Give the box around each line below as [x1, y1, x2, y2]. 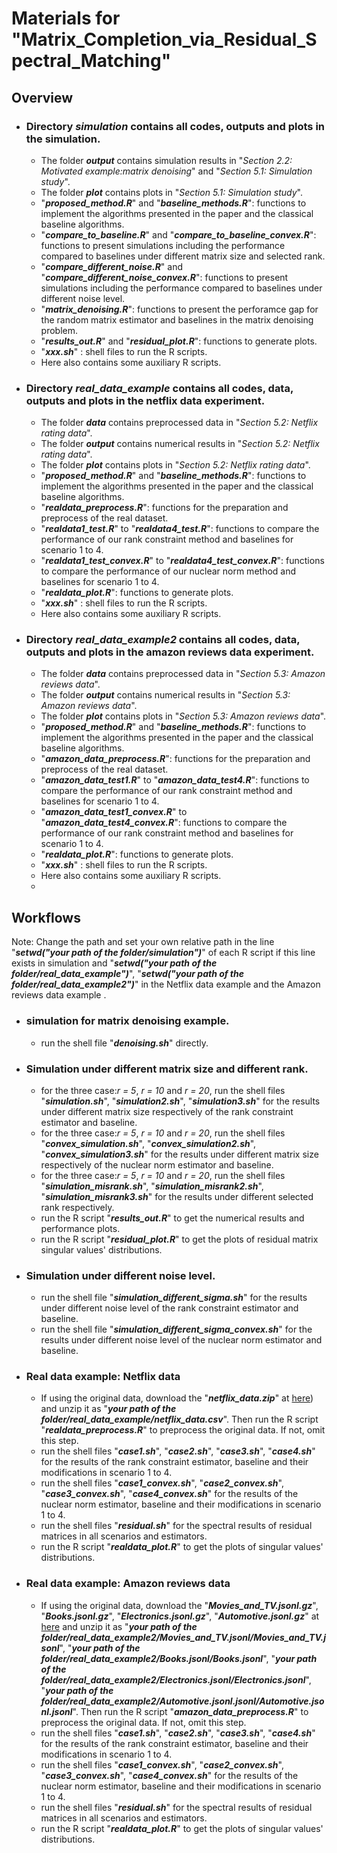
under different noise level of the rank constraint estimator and [40, 1302, 299, 1314]
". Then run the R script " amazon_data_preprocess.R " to [72, 1705, 309, 1717]
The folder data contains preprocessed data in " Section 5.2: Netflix [40, 417, 319, 429]
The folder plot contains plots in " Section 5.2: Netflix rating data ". [40, 459, 311, 471]
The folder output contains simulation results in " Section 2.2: [40, 154, 293, 166]
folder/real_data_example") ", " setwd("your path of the [11, 968, 245, 980]
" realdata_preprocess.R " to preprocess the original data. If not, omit [40, 1424, 326, 1436]
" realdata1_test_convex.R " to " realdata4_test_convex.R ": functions [40, 555, 325, 567]
